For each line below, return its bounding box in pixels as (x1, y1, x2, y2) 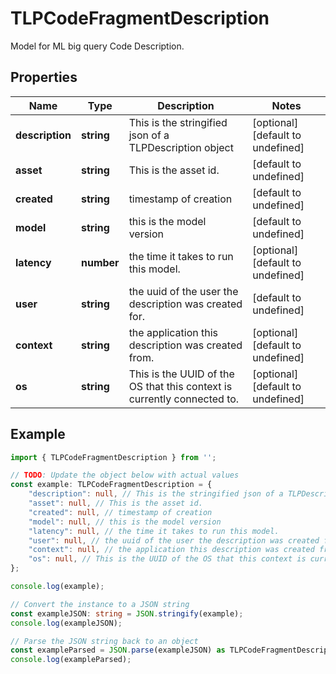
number (80, 255, 120, 269)
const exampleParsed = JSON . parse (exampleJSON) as (10, 645, 226, 656)
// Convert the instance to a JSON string (10, 599, 190, 609)
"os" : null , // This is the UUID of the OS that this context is (28, 554, 307, 564)
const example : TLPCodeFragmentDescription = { (10, 480, 213, 490)
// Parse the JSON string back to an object (10, 636, 199, 646)
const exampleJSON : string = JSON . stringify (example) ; (10, 608, 244, 619)
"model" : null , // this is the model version (28, 517, 222, 527)
